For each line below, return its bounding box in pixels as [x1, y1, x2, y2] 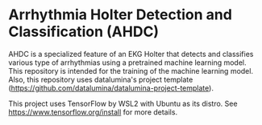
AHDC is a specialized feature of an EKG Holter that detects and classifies [8, 49, 254, 58]
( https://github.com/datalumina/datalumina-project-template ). [8, 83, 214, 93]
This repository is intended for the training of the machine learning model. [8, 66, 254, 75]
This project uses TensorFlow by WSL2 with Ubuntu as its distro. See [8, 99, 238, 108]
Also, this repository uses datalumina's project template [8, 75, 193, 84]
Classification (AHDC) [8, 22, 160, 41]
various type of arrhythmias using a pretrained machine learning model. [8, 58, 247, 67]
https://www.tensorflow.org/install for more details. [8, 107, 178, 117]
